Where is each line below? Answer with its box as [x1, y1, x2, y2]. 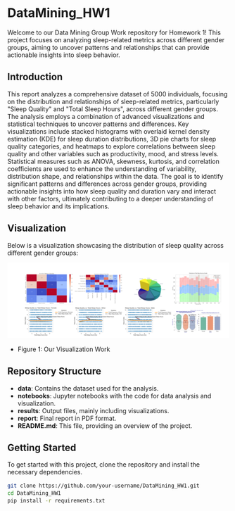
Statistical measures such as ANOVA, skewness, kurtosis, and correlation [7, 157, 220, 165]
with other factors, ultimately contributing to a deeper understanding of [7, 194, 214, 203]
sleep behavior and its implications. [7, 202, 110, 210]
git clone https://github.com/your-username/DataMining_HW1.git [7, 482, 200, 490]
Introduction [7, 71, 63, 83]
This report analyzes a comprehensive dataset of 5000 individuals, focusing [7, 89, 228, 98]
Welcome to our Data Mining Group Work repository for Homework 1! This [7, 28, 222, 37]
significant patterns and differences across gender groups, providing [7, 179, 208, 188]
